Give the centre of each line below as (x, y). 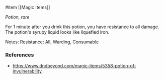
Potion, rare (17, 17)
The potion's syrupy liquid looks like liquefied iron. (57, 32)
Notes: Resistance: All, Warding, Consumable (52, 42)
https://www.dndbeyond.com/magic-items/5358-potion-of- (74, 66)
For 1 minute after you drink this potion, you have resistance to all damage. (82, 27)
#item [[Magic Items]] (28, 7)
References (20, 55)
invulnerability (27, 71)
